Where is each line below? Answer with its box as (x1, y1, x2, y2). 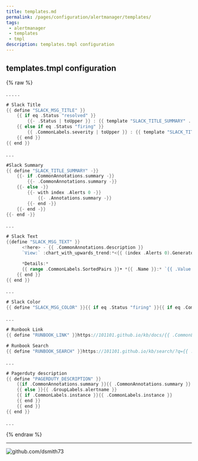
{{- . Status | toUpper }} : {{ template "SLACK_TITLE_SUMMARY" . (27, 118, 192, 124)
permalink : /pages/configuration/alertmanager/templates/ (6, 14, 151, 20)
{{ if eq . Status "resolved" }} (16, 113, 96, 118)
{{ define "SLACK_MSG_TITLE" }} (6, 107, 85, 113)
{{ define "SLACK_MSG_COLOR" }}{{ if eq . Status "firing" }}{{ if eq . (6, 305, 186, 311)
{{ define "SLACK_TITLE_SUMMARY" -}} (6, 167, 99, 174)
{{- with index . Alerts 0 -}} (27, 190, 101, 196)
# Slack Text (6, 233, 38, 239)
